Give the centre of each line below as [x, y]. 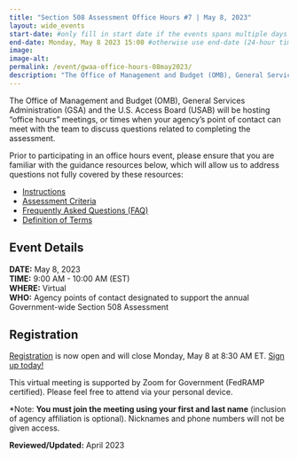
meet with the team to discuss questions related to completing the [130, 129]
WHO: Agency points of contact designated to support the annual [129, 297]
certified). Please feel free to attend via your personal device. [121, 392]
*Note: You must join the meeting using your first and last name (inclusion [148, 409]
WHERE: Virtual [38, 288]
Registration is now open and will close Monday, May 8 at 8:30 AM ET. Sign [147, 356]
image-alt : [29, 59]
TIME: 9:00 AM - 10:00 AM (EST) [70, 278]
